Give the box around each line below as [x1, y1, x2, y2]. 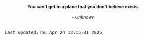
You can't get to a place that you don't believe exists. [27, 4, 140, 9]
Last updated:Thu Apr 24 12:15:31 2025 [4, 30, 102, 35]
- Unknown [71, 14, 95, 20]
